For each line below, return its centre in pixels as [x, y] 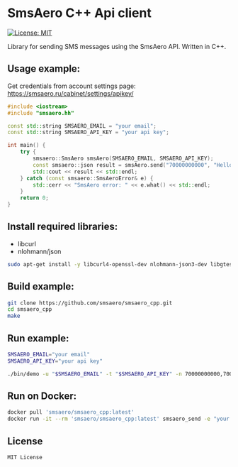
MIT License [25, 457]
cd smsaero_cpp [30, 309]
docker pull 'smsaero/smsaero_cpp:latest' [71, 412]
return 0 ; [35, 198]
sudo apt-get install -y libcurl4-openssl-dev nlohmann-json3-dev [107, 264]
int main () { [27, 145]
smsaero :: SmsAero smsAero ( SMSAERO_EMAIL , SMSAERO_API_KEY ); [123, 158]
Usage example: [44, 69]
